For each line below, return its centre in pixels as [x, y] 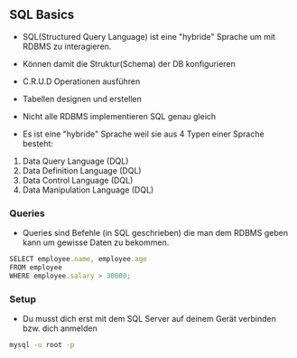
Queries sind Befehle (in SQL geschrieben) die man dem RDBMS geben [155, 233]
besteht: [38, 143]
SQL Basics [42, 15]
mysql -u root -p [42, 345]
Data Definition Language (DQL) [82, 170]
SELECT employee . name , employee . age [78, 259]
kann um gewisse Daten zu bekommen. [96, 242]
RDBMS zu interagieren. [67, 46]
